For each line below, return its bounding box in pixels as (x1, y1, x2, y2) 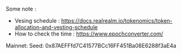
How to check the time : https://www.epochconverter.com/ (14, 30, 164, 37)
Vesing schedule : (14, 17, 60, 24)
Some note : (6, 6, 36, 12)
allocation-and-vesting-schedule (14, 24, 98, 31)
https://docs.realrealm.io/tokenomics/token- (61, 17, 173, 24)
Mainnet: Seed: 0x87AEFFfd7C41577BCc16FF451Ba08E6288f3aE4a (6, 42, 176, 49)
